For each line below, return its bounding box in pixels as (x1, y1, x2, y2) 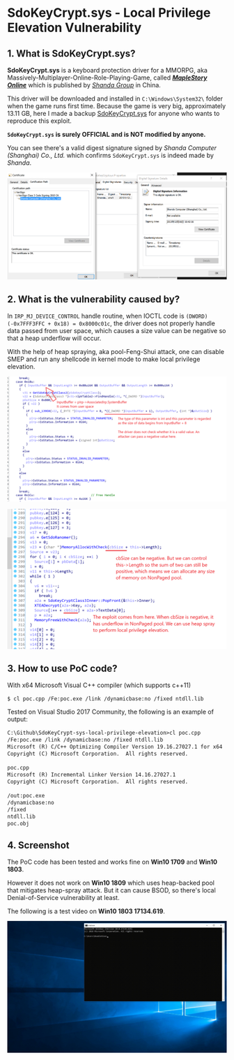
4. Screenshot (7, 839, 70, 851)
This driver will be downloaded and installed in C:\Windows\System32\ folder (7, 94, 224, 103)
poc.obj (7, 820, 30, 827)
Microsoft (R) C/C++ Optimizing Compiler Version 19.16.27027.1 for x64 (7, 744, 223, 751)
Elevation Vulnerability (7, 20, 142, 36)
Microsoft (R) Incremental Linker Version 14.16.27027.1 (7, 772, 176, 779)
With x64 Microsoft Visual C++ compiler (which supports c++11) (7, 681, 192, 689)
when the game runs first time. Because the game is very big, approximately (7, 102, 226, 110)
